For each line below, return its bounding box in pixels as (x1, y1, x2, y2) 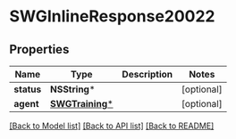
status (13, 83, 42, 95)
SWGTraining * (49, 98, 114, 110)
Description (122, 69, 173, 80)
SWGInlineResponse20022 (9, 6, 215, 27)
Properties (9, 42, 70, 57)
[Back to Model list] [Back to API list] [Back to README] (9, 120, 215, 131)
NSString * (49, 83, 96, 95)
